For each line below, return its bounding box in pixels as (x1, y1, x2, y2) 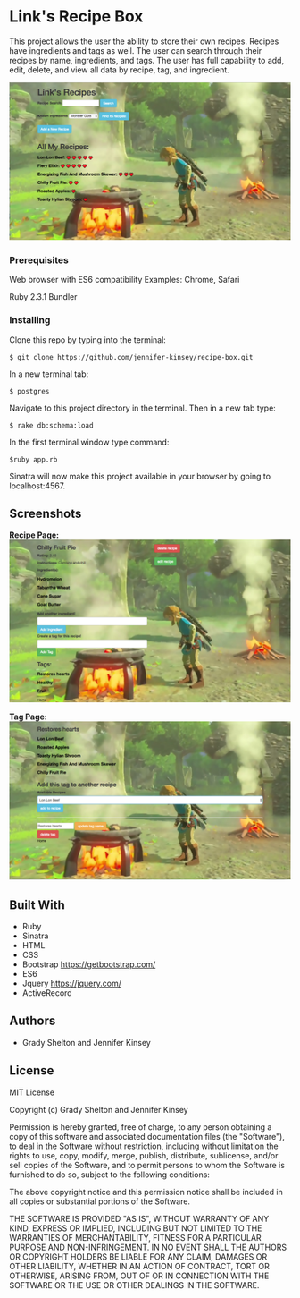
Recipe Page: (9, 530, 60, 540)
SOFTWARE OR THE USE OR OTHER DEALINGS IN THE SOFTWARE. (9, 1279, 260, 1290)
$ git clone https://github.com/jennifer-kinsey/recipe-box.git (9, 352, 254, 361)
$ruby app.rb (9, 454, 58, 464)
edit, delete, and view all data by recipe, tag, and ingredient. (9, 64, 229, 75)
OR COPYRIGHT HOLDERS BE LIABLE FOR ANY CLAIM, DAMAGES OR (9, 1251, 268, 1262)
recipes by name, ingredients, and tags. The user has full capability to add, (9, 55, 284, 65)
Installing (9, 314, 51, 327)
